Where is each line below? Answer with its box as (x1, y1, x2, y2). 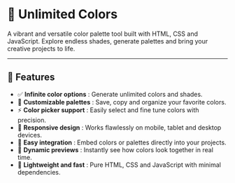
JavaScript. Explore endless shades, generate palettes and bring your (7, 36, 208, 45)
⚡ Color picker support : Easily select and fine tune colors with (17, 105, 199, 114)
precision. (17, 116, 47, 124)
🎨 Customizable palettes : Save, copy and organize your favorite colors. (17, 97, 227, 106)
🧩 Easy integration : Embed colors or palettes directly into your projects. (17, 138, 227, 147)
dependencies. (17, 168, 61, 176)
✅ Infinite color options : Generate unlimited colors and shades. (17, 90, 203, 98)
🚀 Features (7, 72, 55, 83)
